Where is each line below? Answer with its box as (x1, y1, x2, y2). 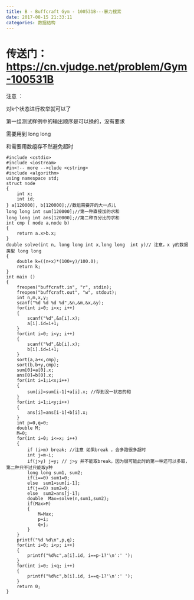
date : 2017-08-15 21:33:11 (6, 14, 73, 20)
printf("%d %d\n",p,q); (17, 537, 75, 543)
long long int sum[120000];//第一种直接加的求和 (6, 209, 120, 215)
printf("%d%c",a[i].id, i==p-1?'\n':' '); (27, 553, 133, 559)
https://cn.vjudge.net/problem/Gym (6, 60, 188, 73)
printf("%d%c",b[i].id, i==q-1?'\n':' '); (27, 573, 133, 579)
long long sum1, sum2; (27, 470, 83, 476)
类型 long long (6, 248, 42, 254)
